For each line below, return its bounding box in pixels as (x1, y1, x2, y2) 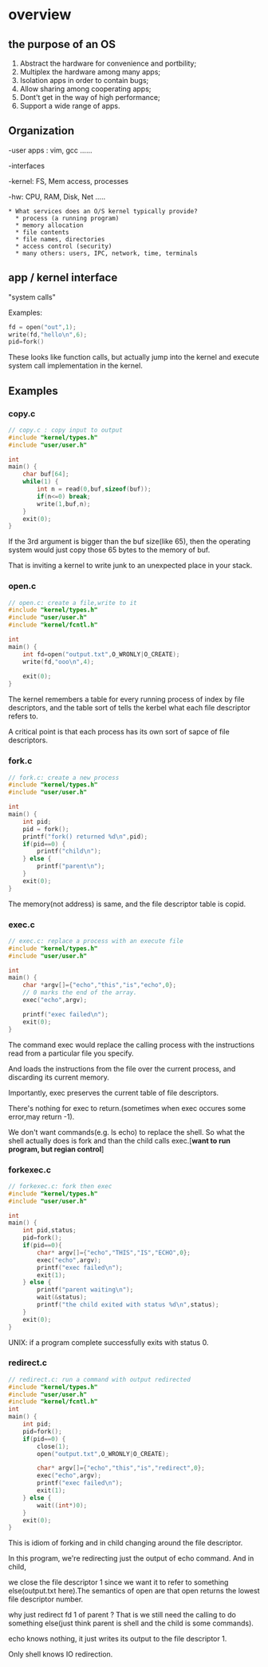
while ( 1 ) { (22, 478, 59, 486)
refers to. (8, 711, 38, 721)
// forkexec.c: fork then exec (8, 1182, 112, 1190)
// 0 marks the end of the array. (22, 989, 137, 997)
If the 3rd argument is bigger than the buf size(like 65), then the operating (8, 537, 251, 547)
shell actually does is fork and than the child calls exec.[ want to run (8, 1136, 231, 1145)
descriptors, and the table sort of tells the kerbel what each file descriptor (8, 703, 251, 713)
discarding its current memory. (8, 1072, 109, 1082)
